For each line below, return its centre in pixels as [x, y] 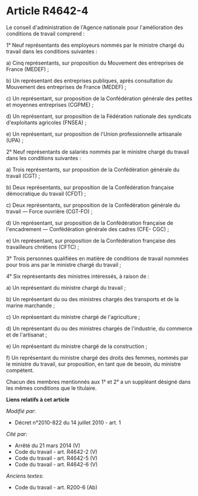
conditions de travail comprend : [46, 33]
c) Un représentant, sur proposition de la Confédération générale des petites [99, 98]
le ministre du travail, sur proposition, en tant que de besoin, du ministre [94, 364]
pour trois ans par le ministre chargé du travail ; [64, 264]
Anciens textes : [25, 476]
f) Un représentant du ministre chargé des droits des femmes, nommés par [97, 357]
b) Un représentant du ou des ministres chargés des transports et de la [92, 299]
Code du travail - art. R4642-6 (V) [56, 464]
